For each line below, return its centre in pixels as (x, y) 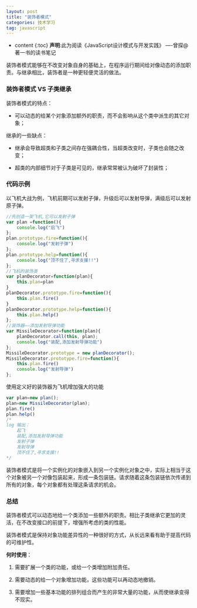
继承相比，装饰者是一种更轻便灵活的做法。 (73, 72)
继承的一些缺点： (27, 135)
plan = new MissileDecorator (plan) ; (48, 403)
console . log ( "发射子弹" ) (45, 244)
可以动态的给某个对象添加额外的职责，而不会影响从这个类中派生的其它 (99, 116)
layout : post (22, 11)
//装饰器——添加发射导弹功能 (35, 326)
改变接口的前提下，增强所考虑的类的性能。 (78, 522)
